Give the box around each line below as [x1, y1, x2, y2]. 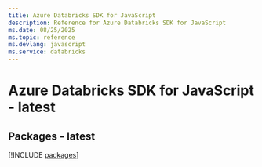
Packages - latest [8, 129, 96, 143]
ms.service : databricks [8, 48, 86, 56]
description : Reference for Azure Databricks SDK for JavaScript [8, 19, 226, 27]
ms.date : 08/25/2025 [8, 26, 76, 34]
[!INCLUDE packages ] [8, 151, 79, 159]
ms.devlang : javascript [8, 41, 86, 49]
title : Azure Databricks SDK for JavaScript [8, 11, 156, 20]
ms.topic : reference [8, 33, 76, 42]
